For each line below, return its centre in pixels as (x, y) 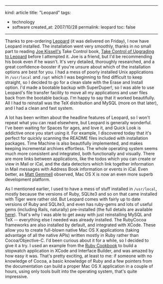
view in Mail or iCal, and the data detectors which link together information (79, 164)
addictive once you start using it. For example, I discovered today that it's (78, 133)
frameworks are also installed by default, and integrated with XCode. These (81, 225)
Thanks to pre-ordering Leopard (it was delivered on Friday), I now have (77, 41)
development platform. (28, 179)
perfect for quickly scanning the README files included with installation (77, 138)
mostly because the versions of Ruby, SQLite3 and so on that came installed (81, 194)
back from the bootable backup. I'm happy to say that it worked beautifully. (80, 98)
